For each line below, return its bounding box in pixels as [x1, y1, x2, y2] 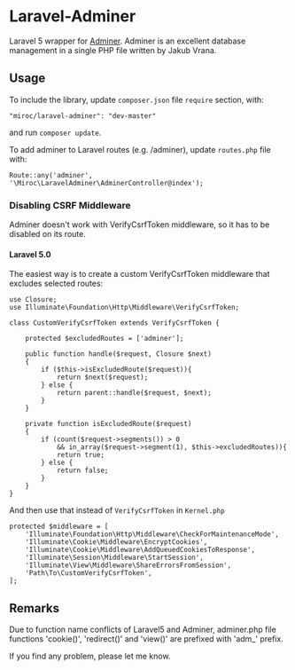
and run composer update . [9, 127, 102, 138]
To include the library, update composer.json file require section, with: [9, 94, 264, 105]
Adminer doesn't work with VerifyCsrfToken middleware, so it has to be [9, 219, 270, 230]
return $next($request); [56, 373, 149, 382]
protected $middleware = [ [9, 522, 109, 532]
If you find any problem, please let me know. [9, 650, 171, 662]
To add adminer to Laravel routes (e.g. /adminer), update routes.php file [9, 144, 272, 154]
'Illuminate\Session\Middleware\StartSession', [25, 553, 204, 563]
